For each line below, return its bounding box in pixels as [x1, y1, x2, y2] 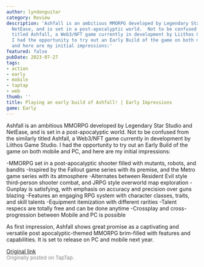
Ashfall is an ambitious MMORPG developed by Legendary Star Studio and [6, 122, 192, 129]
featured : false [6, 49, 47, 55]
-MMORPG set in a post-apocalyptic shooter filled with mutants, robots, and [6, 159, 196, 167]
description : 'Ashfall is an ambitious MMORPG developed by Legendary [6, 20, 189, 26]
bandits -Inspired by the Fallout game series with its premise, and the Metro [6, 165, 195, 173]
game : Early [6, 105, 36, 111]
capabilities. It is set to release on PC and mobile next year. [6, 235, 154, 243]
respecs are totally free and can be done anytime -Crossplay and [6, 204, 169, 212]
